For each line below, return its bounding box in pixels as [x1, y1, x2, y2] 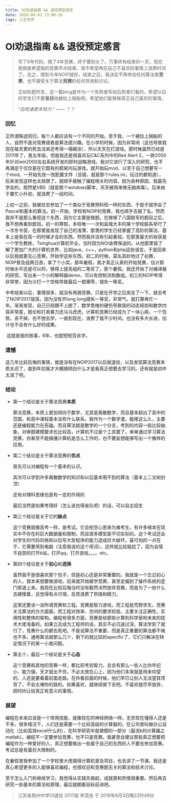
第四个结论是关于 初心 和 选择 [12, 561, 72, 567]
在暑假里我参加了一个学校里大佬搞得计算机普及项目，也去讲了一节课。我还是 [5, 757, 167, 763]
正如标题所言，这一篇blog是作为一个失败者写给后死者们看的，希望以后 [17, 89, 166, 95]
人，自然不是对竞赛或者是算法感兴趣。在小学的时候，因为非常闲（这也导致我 [5, 139, 167, 145]
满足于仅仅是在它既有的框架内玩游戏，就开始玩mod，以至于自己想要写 [9, 165, 159, 171]
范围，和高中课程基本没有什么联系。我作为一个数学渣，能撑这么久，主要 [12, 416, 165, 422]
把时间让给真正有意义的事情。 [12, 688, 76, 694]
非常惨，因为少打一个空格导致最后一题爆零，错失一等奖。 [5, 278, 126, 285]
